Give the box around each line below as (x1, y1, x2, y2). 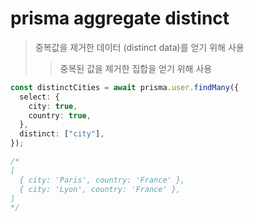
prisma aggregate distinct (10, 7, 230, 30)
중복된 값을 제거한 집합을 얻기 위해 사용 (59, 62, 213, 74)
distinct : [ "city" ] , (19, 129, 105, 139)
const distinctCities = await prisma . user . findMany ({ (10, 82, 240, 92)
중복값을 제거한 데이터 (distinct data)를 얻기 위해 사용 (34, 41, 245, 53)
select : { (19, 92, 60, 102)
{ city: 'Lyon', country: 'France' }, (19, 184, 182, 194)
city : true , (28, 101, 78, 111)
